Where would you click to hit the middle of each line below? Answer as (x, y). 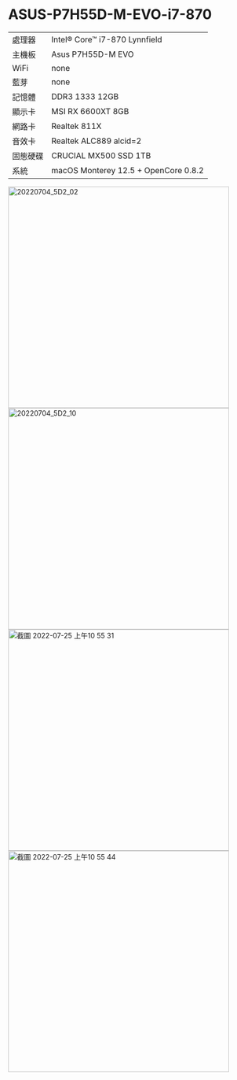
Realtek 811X (77, 126)
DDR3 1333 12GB (85, 96)
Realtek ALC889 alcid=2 (97, 141)
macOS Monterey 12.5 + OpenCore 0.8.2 (128, 170)
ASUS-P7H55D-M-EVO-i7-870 (110, 15)
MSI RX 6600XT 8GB (90, 111)
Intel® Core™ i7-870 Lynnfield (107, 39)
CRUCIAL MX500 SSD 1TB (101, 155)
